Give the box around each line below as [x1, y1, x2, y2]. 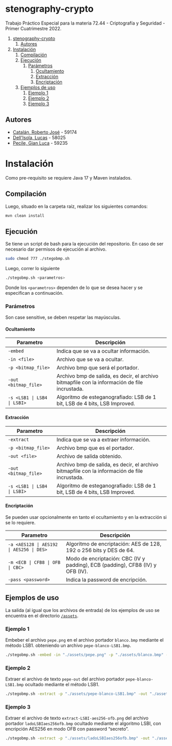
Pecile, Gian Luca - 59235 [12, 140, 68, 146]
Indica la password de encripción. [66, 576, 147, 583]
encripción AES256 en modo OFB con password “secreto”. [5, 726, 129, 732]
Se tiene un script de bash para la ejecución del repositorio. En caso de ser [5, 241, 164, 247]
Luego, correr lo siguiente [5, 266, 60, 272]
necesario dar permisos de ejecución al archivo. [5, 246, 107, 252]
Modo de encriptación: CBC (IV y [66, 555, 145, 562]
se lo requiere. [5, 519, 36, 525]
